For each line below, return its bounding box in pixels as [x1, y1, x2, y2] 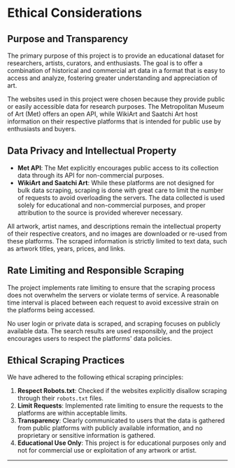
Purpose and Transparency [7, 33, 129, 45]
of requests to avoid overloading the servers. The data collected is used [17, 193, 225, 201]
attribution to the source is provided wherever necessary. [17, 208, 183, 217]
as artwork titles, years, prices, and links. [7, 244, 126, 253]
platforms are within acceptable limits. [17, 409, 127, 417]
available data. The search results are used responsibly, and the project [7, 326, 213, 335]
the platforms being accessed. [7, 305, 95, 314]
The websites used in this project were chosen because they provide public [7, 95, 225, 103]
